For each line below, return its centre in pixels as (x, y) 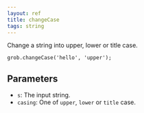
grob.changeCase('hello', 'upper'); (59, 58)
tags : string (26, 26)
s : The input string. (44, 95)
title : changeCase (33, 20)
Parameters (33, 79)
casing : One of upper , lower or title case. (76, 102)
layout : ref (24, 13)
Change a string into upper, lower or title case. (73, 46)
